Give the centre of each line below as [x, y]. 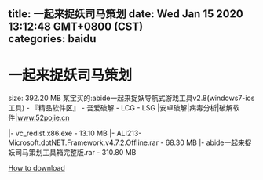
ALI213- [129, 133]
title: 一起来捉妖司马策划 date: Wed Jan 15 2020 [126, 14]
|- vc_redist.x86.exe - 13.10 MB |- [62, 133]
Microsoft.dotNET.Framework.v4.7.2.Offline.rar [84, 142]
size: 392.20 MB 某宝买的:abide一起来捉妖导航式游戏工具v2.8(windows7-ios [131, 98]
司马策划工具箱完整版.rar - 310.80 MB [75, 153]
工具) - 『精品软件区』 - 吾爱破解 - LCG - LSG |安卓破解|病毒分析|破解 [121, 108]
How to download [37, 168]
